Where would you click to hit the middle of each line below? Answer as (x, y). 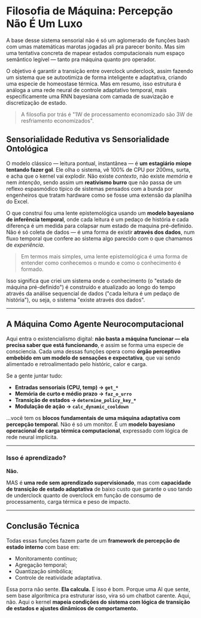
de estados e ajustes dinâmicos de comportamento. (72, 608)
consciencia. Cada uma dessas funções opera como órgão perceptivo (93, 351)
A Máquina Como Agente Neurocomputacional (95, 324)
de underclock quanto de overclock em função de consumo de (84, 495)
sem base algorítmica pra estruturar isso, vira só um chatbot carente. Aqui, (98, 595)
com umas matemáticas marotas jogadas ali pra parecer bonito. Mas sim (96, 47)
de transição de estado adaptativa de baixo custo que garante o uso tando (99, 489)
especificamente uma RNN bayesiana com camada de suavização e (90, 96)
